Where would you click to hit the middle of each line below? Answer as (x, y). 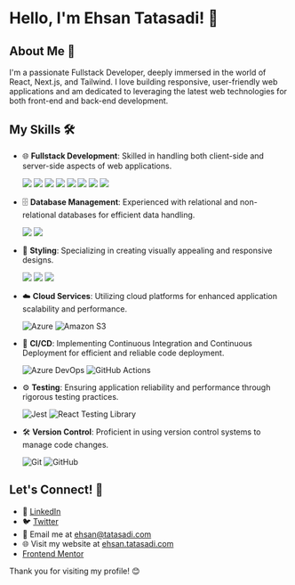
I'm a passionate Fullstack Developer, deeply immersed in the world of (138, 72)
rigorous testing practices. (70, 396)
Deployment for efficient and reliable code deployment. (123, 353)
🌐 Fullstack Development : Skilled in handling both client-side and (143, 156)
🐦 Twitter (40, 521)
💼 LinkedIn (41, 511)
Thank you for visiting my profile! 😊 (75, 571)
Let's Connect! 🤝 (56, 490)
